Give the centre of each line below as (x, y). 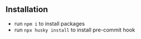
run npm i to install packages (49, 23)
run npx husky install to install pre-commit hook (75, 30)
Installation (27, 10)
